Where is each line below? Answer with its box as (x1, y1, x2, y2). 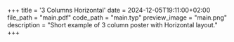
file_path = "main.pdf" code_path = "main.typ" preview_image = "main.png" (7, 13, 227, 22)
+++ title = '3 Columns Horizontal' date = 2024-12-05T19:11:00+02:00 (7, 6, 211, 14)
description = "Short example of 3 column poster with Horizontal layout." (7, 21, 218, 29)
